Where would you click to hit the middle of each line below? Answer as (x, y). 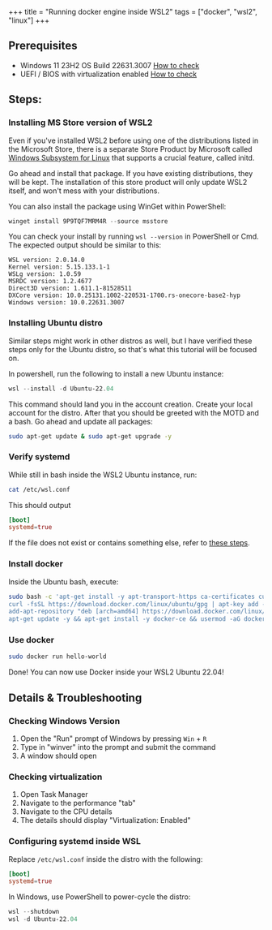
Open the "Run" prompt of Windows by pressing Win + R (113, 738)
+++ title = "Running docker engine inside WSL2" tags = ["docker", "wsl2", (133, 12)
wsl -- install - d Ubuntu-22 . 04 (61, 389)
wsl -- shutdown (34, 912)
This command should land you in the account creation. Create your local (131, 404)
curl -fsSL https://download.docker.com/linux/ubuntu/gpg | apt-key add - (137, 604)
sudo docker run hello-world (57, 657)
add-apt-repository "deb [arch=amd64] (74, 612)
